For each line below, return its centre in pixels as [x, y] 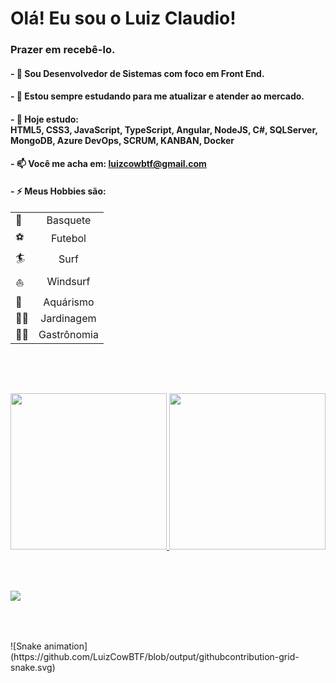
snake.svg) [33, 667]
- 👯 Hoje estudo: [44, 119]
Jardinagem [68, 318]
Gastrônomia [68, 334]
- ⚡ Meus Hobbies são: [58, 191]
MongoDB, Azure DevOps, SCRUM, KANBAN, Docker [122, 140]
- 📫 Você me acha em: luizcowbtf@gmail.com [108, 164]
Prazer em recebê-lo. [63, 50]
